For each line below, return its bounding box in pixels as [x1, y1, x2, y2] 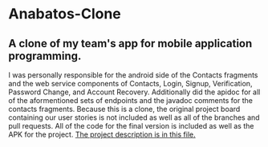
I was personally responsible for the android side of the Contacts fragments [8, 70, 258, 80]
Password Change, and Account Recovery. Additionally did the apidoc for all [8, 87, 261, 97]
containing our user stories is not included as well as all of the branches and [8, 113, 260, 122]
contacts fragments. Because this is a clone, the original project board [8, 105, 241, 113]
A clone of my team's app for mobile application [8, 37, 253, 50]
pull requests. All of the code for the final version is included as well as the [8, 121, 254, 130]
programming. [8, 49, 82, 62]
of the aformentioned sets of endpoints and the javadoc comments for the [8, 96, 253, 105]
